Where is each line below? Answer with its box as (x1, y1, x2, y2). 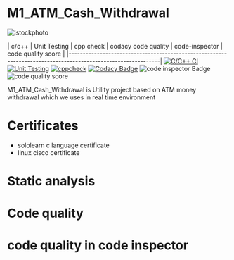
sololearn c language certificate (17, 141, 110, 149)
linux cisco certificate (17, 148, 80, 156)
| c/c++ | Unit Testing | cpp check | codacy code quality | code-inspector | (7, 42, 223, 50)
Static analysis (7, 173, 96, 190)
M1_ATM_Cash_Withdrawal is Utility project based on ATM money (7, 85, 197, 94)
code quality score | (7, 49, 65, 58)
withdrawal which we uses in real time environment (7, 93, 156, 101)
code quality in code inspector (7, 237, 188, 254)
